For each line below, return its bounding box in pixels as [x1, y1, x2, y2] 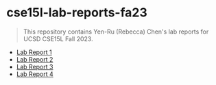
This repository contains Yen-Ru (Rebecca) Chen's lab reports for [23, 27, 209, 36]
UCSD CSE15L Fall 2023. [23, 34, 93, 42]
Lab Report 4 [16, 70, 54, 78]
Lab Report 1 [16, 48, 52, 56]
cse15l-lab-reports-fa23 [6, 5, 148, 21]
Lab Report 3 [16, 62, 53, 71]
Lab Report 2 [16, 55, 53, 63]
